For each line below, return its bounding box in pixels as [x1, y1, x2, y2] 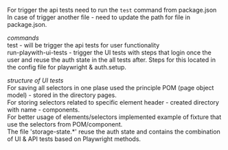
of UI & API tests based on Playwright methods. [7, 135, 141, 143]
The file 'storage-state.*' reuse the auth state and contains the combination [7, 127, 221, 136]
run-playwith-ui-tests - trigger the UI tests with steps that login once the [7, 48, 212, 56]
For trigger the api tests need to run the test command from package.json [7, 6, 217, 14]
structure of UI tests [7, 76, 64, 85]
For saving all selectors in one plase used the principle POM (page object [7, 84, 214, 92]
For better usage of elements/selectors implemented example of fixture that [7, 113, 222, 121]
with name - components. [7, 106, 80, 114]
